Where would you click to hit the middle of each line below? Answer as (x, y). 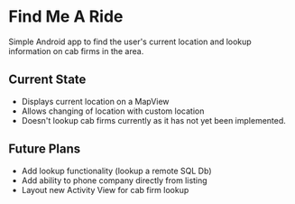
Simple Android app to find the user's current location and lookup (130, 42)
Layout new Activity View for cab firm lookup (105, 190)
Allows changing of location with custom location (113, 111)
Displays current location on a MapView (95, 101)
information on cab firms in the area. (76, 51)
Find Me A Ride (66, 17)
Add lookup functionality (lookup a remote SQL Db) (116, 171)
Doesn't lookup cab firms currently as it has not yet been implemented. (153, 120)
